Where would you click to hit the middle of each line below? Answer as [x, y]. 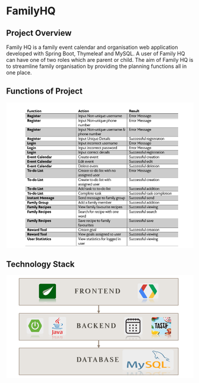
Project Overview [39, 33]
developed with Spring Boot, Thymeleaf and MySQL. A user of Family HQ [96, 54]
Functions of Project [45, 91]
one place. [19, 72]
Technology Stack [40, 264]
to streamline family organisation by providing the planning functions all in [97, 66]
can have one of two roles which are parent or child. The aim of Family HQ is [100, 60]
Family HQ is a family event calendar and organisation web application [92, 47]
